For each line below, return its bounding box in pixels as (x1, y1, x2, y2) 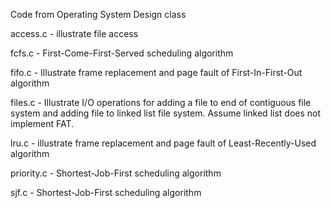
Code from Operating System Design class (10, 9, 187, 20)
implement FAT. (10, 118, 75, 129)
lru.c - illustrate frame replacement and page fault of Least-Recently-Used (10, 137, 317, 149)
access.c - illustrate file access (10, 28, 139, 39)
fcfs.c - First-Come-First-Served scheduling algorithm (10, 47, 234, 59)
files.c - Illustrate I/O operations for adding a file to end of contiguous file (10, 97, 312, 108)
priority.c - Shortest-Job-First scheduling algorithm (10, 167, 222, 179)
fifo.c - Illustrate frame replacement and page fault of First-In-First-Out (10, 67, 303, 78)
